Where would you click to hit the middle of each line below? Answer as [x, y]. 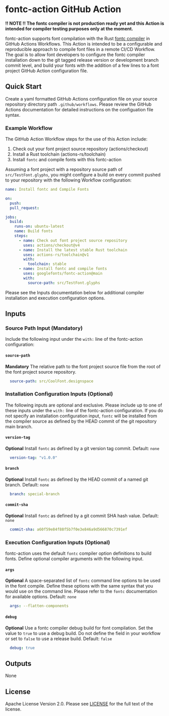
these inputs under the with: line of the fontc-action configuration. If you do [84, 410]
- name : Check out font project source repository [73, 240]
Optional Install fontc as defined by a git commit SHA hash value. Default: [82, 516]
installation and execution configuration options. [55, 298]
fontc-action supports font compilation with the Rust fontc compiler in [78, 38]
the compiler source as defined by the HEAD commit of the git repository [81, 421]
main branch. [19, 426]
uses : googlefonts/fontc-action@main [63, 274]
